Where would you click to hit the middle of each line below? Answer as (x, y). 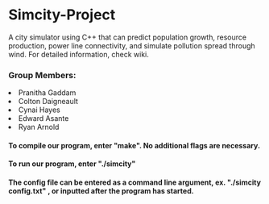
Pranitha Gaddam (48, 93)
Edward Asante (44, 119)
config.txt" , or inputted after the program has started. (101, 191)
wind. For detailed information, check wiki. (79, 54)
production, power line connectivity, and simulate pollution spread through (132, 45)
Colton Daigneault (49, 102)
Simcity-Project (62, 15)
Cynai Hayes (39, 110)
